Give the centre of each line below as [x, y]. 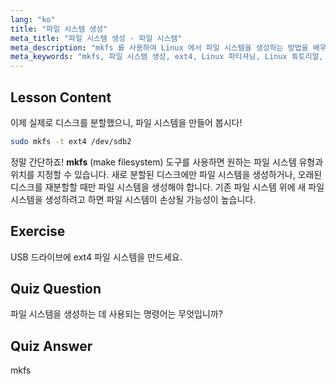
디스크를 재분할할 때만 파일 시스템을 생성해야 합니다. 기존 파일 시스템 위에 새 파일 [167, 187]
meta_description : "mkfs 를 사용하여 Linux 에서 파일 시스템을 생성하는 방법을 [159, 47]
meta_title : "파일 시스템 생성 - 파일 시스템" [96, 38]
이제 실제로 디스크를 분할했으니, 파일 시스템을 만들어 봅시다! [126, 122]
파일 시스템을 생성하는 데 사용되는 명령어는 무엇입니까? [116, 314]
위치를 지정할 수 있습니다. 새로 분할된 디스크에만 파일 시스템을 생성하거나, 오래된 [166, 174]
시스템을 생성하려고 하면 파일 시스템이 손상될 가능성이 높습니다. [133, 199]
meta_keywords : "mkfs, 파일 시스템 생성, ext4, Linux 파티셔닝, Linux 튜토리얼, [167, 57]
